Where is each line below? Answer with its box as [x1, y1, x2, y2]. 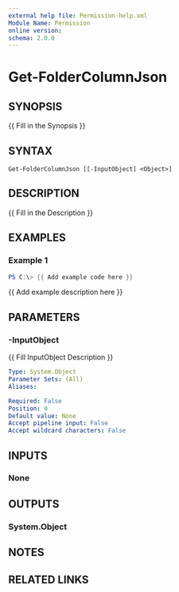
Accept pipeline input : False [8, 419, 109, 427]
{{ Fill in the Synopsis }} [8, 121, 86, 131]
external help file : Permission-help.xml [8, 11, 148, 20]
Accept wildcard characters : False [8, 427, 126, 435]
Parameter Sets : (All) [8, 375, 84, 383]
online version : [8, 26, 62, 34]
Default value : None [8, 412, 77, 420]
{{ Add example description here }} [8, 288, 123, 297]
